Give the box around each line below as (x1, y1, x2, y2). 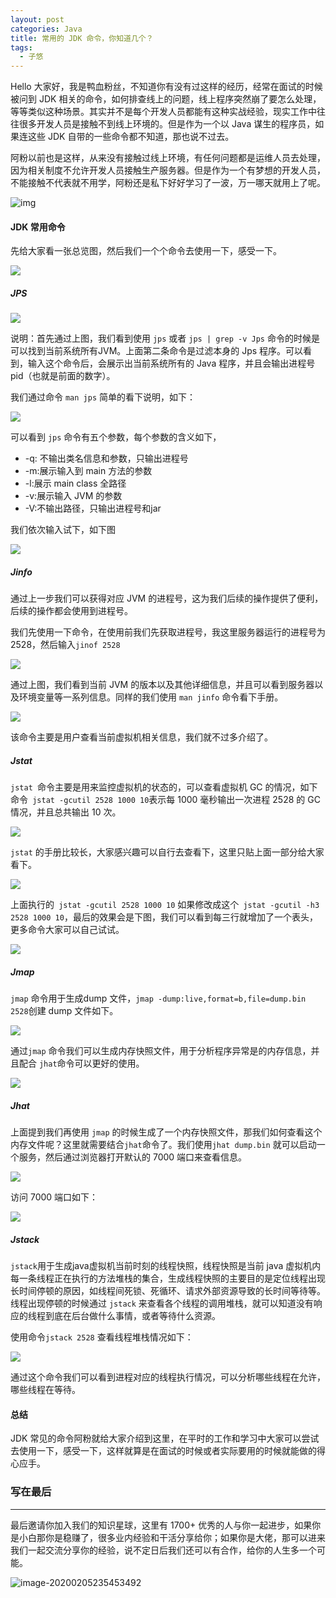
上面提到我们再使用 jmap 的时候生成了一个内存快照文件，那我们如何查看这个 (10, 1126, 323, 1138)
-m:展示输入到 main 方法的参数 (24, 465, 153, 477)
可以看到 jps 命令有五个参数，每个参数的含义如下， (10, 431, 222, 443)
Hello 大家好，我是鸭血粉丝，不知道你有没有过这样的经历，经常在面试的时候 (10, 81, 323, 93)
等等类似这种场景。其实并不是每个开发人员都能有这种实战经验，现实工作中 (10, 106, 317, 118)
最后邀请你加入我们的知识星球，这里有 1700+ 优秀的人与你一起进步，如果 (10, 1519, 313, 1531)
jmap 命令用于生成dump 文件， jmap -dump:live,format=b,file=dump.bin (10, 992, 307, 1005)
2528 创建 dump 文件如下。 (10, 1005, 119, 1017)
